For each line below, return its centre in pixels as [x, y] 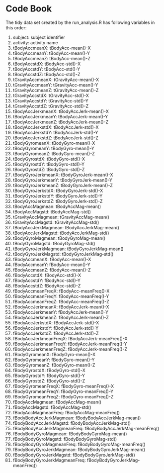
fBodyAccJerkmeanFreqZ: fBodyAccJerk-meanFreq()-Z [70, 349]
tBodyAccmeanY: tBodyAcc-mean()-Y [51, 53]
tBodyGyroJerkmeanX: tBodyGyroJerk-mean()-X [63, 175]
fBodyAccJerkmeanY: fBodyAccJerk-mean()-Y [61, 312]
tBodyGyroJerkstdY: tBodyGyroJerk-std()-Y [58, 196]
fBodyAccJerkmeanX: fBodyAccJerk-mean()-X [61, 307]
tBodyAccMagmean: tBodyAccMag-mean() [57, 206]
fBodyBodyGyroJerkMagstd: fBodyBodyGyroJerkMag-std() [74, 455]
